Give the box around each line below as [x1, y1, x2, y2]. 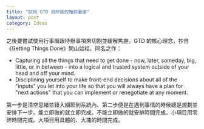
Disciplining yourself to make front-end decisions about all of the [15, 76, 178, 83]
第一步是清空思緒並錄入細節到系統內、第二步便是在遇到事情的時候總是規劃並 [6, 101, 198, 109]
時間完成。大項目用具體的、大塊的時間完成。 [11, 116, 123, 124]
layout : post [6, 14, 39, 20]
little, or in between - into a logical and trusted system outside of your [15, 63, 189, 71]
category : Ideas [6, 20, 47, 26]
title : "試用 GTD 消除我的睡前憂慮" [6, 8, 90, 15]
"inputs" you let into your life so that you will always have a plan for [15, 83, 183, 90]
